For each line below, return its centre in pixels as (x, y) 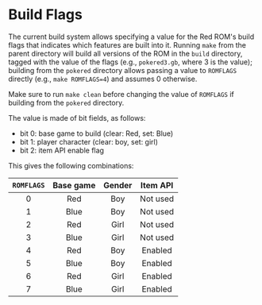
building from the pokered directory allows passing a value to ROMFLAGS (122, 70)
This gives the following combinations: (71, 165)
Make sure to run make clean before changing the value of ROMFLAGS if (121, 94)
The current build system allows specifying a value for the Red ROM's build (131, 37)
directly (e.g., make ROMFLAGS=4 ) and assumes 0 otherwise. (103, 79)
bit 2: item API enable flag (62, 150)
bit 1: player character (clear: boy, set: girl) (89, 141)
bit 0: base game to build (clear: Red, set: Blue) (96, 133)
